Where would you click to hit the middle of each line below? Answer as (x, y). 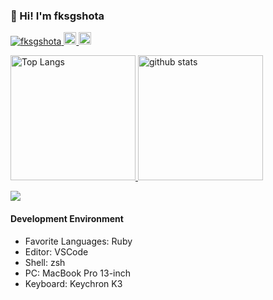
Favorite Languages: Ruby (78, 241)
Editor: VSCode (56, 251)
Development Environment (67, 218)
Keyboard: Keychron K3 (73, 283)
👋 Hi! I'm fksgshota (57, 16)
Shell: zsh (45, 262)
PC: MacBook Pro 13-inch (78, 273)
